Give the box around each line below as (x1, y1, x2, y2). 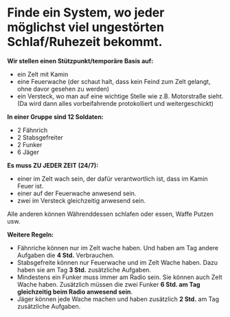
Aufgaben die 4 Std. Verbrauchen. (16, 251, 115, 259)
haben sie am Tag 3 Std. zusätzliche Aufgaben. (16, 265, 152, 274)
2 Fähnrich (16, 126, 48, 134)
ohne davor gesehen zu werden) (16, 85, 110, 93)
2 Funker (16, 140, 43, 149)
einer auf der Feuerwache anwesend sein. (16, 189, 137, 197)
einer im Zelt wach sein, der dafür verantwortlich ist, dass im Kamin (16, 174, 208, 183)
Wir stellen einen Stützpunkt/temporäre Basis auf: (7, 56, 154, 65)
